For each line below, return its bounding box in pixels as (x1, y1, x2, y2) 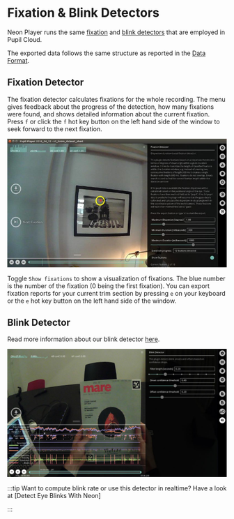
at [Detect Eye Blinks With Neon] (7, 491, 101, 499)
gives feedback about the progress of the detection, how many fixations (7, 103, 214, 111)
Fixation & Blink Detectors (7, 5, 160, 21)
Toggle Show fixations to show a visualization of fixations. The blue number (7, 274, 226, 283)
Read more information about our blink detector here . (7, 335, 160, 343)
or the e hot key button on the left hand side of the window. (7, 296, 176, 305)
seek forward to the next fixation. (7, 124, 102, 133)
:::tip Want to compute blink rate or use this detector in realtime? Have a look (7, 483, 227, 492)
